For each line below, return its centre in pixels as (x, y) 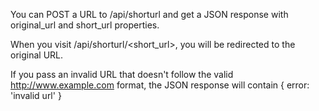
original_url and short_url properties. (85, 25)
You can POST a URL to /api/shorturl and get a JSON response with (149, 14)
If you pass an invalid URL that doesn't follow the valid (122, 74)
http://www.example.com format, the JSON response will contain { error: (160, 85)
